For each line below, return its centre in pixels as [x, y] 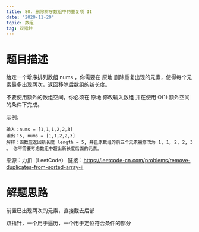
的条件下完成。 [24, 105]
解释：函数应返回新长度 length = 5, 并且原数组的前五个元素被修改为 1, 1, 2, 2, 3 [99, 142]
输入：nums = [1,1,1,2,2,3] [40, 130]
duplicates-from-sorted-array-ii [45, 167]
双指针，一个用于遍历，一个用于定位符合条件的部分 [69, 223]
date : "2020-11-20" [30, 17]
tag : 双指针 [20, 28]
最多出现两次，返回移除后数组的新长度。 [61, 84]
